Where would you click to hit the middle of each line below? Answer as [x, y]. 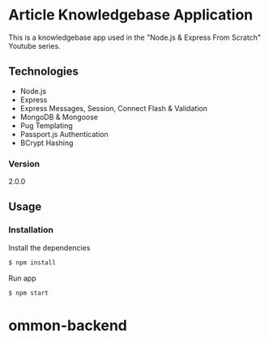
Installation [31, 230]
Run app [22, 278]
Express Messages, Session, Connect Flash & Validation [114, 108]
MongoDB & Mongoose [59, 117]
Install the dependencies [49, 247]
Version [24, 164]
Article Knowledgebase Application [131, 15]
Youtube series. [34, 45]
